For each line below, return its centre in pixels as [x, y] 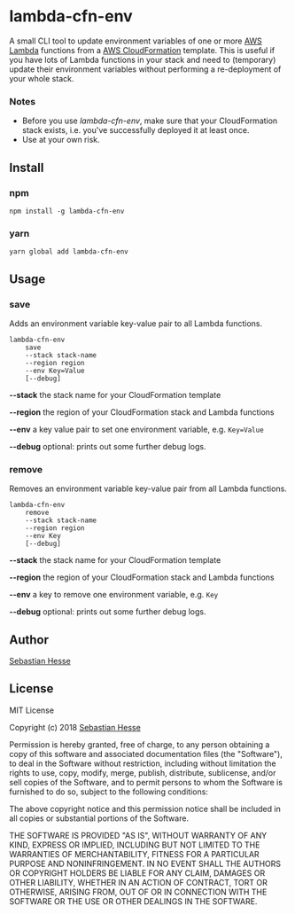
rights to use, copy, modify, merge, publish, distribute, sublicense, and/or [143, 772]
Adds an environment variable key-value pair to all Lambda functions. [136, 323]
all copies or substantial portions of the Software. [99, 818]
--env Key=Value [55, 371]
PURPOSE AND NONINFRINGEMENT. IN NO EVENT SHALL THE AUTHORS [145, 863]
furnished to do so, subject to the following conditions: [109, 792]
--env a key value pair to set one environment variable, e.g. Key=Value [136, 429]
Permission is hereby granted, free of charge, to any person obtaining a [140, 744]
